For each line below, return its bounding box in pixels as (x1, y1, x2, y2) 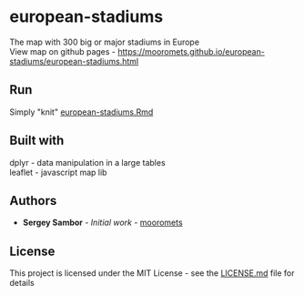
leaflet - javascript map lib (9, 167, 107, 178)
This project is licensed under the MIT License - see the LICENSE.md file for (9, 268, 295, 279)
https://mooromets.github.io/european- (117, 46, 266, 56)
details (9, 278, 35, 289)
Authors (9, 193, 57, 209)
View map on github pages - (9, 46, 117, 56)
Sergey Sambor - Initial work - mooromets (22, 217, 184, 229)
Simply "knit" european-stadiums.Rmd (9, 107, 154, 117)
